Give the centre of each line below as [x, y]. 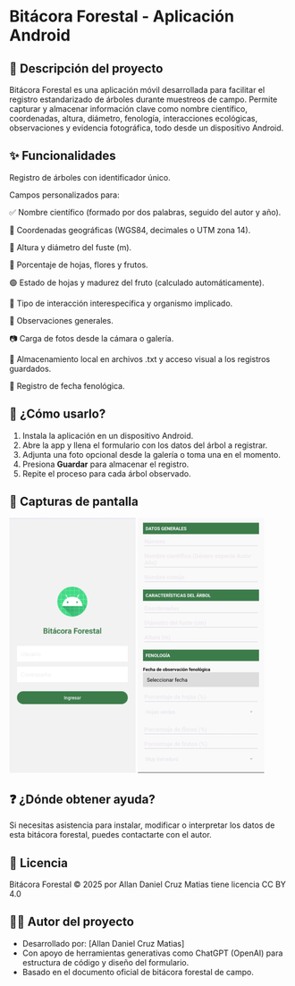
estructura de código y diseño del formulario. [105, 962]
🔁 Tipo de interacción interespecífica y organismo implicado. [121, 303]
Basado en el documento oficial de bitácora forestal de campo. [138, 972]
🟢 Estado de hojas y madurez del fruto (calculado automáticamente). [137, 282]
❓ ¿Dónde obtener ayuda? [82, 799]
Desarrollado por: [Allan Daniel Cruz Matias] [103, 943]
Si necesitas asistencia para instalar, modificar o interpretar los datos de [142, 825]
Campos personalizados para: [64, 195]
